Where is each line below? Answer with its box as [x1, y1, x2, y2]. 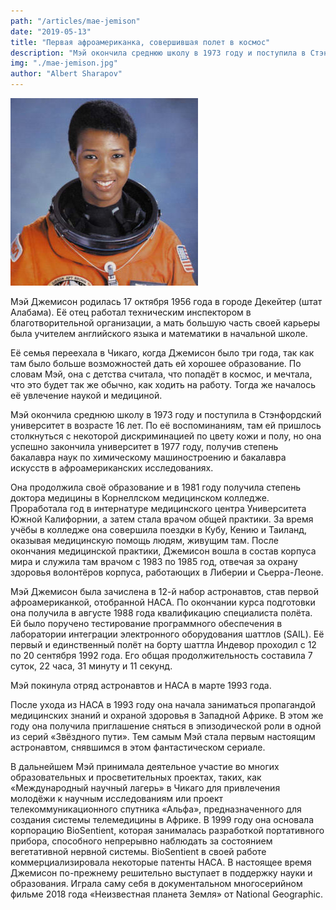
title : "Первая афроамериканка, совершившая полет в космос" [10, 37, 271, 47]
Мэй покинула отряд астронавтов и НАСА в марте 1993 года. [10, 680, 272, 691]
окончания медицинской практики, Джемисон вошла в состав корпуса [10, 545, 317, 557]
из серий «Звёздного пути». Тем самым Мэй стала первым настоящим [10, 731, 316, 742]
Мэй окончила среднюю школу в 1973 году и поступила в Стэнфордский [10, 409, 322, 420]
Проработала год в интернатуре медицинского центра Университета [10, 503, 307, 514]
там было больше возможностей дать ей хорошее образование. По [10, 358, 302, 369]
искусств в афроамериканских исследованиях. [10, 462, 214, 474]
